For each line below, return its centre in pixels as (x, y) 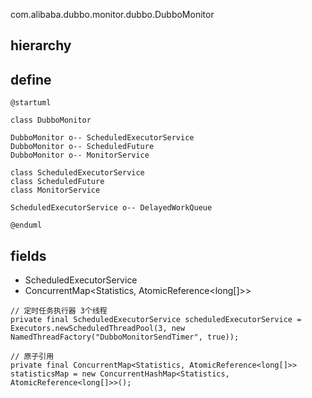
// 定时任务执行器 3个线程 (59, 311)
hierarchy (41, 45)
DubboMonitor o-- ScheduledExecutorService (102, 138)
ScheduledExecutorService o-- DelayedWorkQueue (111, 208)
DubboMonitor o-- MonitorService (80, 155)
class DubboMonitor (51, 120)
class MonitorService (55, 190)
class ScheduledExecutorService (77, 173)
